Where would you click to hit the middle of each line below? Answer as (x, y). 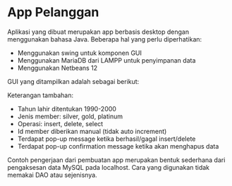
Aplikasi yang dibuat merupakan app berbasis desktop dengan (98, 32)
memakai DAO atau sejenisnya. (52, 175)
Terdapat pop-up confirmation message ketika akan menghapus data (118, 146)
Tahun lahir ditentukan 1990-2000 (67, 108)
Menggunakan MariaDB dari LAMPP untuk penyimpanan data (106, 60)
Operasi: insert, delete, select (60, 123)
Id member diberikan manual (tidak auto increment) (92, 131)
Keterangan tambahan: (41, 95)
